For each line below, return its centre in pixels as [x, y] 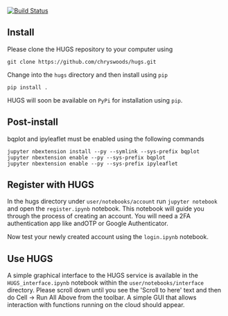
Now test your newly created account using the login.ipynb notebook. [108, 237]
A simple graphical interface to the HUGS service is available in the [103, 275]
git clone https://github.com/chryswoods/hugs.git [82, 62]
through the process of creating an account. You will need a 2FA [99, 216]
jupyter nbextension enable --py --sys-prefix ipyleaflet [93, 164]
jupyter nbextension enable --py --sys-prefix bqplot [87, 157]
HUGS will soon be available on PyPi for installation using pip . [95, 100]
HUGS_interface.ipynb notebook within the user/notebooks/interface [106, 283]
